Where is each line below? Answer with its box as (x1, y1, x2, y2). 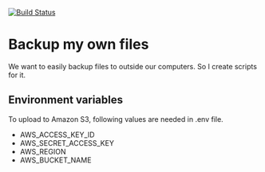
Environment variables (8, 93, 124, 107)
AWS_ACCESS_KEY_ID (19, 130, 95, 139)
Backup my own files (8, 36, 149, 53)
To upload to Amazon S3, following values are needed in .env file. (8, 114, 223, 123)
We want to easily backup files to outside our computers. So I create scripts (8, 61, 258, 71)
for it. (8, 70, 26, 80)
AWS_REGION (19, 147, 66, 156)
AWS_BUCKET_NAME (19, 155, 92, 165)
